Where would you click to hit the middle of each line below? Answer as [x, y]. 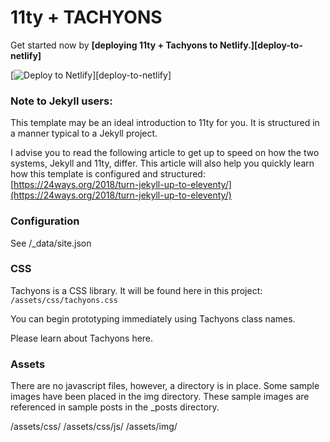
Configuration [45, 221]
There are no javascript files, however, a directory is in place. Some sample [165, 386]
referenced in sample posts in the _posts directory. [115, 407]
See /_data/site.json [51, 243]
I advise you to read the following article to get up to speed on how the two [165, 153]
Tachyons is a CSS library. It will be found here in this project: [136, 290]
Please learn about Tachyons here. [82, 338]
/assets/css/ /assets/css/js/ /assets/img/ [94, 427]
